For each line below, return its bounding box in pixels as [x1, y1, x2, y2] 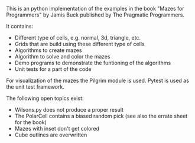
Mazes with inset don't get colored [14, 125, 99, 132]
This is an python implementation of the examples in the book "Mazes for [6, 5, 184, 12]
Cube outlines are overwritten [14, 131, 87, 138]
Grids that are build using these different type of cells [14, 41, 145, 47]
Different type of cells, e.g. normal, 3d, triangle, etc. [14, 34, 141, 41]
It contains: [6, 23, 34, 30]
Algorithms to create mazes [14, 47, 82, 54]
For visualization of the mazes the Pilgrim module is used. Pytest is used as [6, 77, 189, 84]
